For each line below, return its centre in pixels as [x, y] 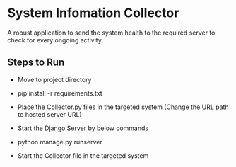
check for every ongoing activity [55, 40]
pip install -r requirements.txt [60, 93]
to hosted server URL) [50, 114]
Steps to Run [36, 63]
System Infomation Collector [93, 13]
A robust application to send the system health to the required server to [111, 33]
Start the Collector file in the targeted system [83, 155]
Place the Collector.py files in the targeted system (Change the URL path [123, 107]
